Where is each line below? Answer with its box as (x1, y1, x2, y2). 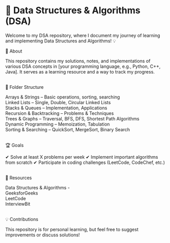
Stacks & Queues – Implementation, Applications (5, 105, 107, 111)
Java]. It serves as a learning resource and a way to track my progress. (5, 68, 155, 75)
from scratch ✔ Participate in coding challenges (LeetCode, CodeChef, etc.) (5, 159, 165, 165)
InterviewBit (5, 201, 31, 207)
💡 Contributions (5, 216, 38, 222)
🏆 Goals (5, 142, 24, 148)
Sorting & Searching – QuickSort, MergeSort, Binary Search (5, 126, 130, 132)
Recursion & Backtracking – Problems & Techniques (5, 110, 114, 116)
